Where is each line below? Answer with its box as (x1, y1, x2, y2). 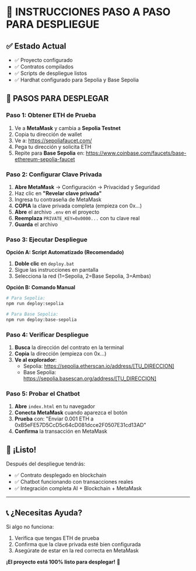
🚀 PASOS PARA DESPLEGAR (6, 94, 109, 104)
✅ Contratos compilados (14, 63, 74, 70)
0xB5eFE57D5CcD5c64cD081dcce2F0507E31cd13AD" (14, 422, 146, 429)
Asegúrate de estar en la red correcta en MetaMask (14, 547, 139, 554)
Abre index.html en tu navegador (14, 403, 95, 410)
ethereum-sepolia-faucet (14, 155, 75, 163)
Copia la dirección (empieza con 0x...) (14, 350, 107, 357)
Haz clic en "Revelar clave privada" (14, 190, 102, 197)
